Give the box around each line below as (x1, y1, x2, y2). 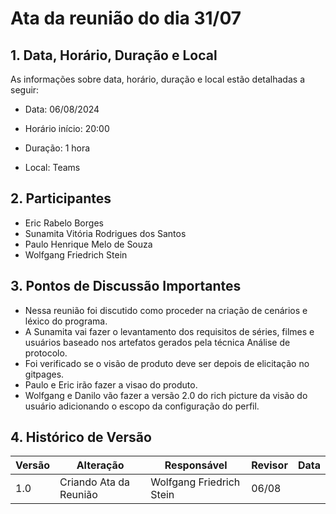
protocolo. (24, 347, 68, 359)
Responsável (164, 458, 228, 472)
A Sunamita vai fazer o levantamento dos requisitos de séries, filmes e (24, 325, 315, 337)
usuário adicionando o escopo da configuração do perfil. (24, 400, 260, 412)
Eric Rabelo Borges (24, 217, 104, 229)
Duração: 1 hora (24, 142, 91, 154)
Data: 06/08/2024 (24, 103, 100, 115)
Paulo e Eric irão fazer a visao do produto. (24, 378, 198, 391)
